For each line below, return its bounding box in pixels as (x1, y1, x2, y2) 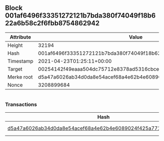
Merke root (7, 73, 33, 80)
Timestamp (7, 58, 34, 64)
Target (7, 65, 23, 72)
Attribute (9, 34, 31, 40)
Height (7, 41, 23, 48)
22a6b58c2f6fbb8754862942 (5, 19, 100, 27)
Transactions (5, 101, 38, 108)
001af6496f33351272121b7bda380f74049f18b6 (5, 12, 156, 20)
